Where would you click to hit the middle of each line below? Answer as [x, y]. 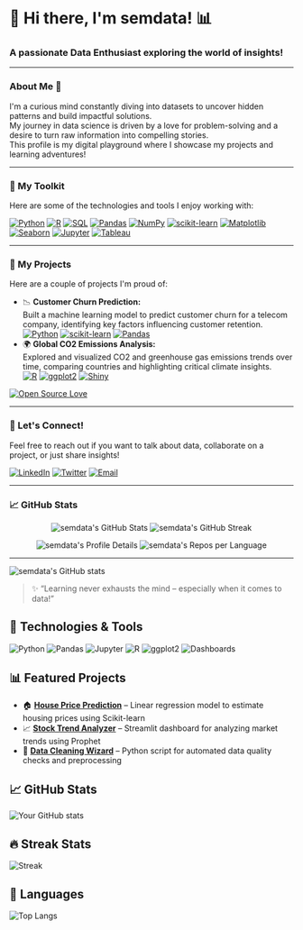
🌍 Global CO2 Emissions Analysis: [89, 344]
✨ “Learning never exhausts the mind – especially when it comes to [156, 588]
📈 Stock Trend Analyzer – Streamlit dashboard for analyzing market [150, 728]
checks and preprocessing [72, 760]
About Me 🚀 [36, 87]
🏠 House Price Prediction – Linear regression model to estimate [143, 705]
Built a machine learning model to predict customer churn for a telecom [155, 315]
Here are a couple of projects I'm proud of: [89, 284]
